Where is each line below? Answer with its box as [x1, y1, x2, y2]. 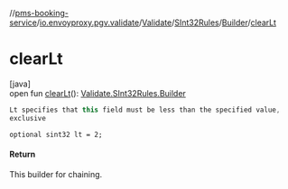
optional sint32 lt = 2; [9, 130, 103, 139]
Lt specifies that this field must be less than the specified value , [9, 105, 281, 114]
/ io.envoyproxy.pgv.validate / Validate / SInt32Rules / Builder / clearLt [36, 17, 277, 28]
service [9, 17, 38, 28]
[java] [9, 78, 32, 89]
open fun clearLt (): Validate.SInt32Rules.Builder [9, 87, 187, 98]
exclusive [9, 113, 47, 122]
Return [9, 148, 36, 160]
